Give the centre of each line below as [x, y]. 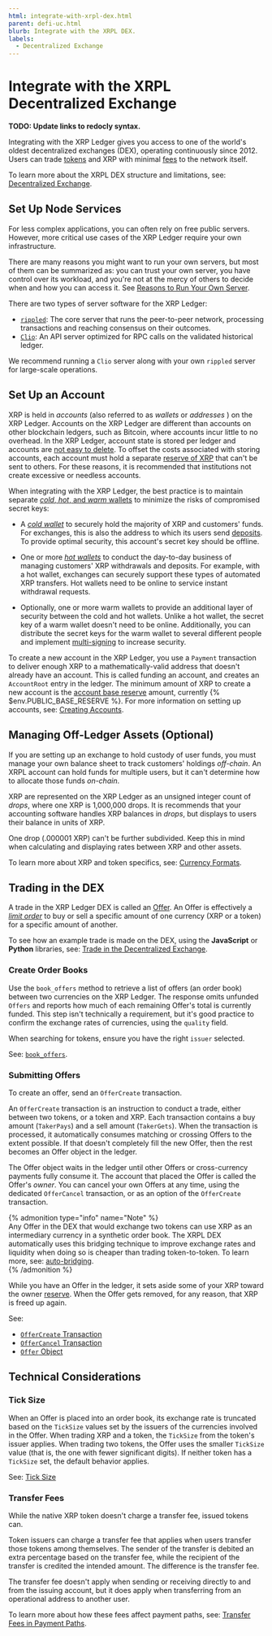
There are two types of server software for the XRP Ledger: [108, 303]
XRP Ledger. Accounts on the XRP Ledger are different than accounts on [130, 423]
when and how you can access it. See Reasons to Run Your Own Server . [129, 287]
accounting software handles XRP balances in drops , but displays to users [133, 813]
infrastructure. [32, 246]
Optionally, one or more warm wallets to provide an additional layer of [136, 607]
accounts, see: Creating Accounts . [66, 709]
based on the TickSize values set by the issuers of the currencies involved [133, 1426]
